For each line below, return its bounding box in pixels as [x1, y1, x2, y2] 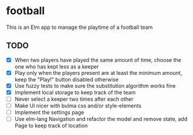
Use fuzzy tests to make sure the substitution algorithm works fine [14, 82, 176, 89]
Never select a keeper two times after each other [14, 96, 134, 103]
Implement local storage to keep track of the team [14, 88, 136, 96]
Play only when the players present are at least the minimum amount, [14, 69, 182, 76]
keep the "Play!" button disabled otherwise [14, 75, 119, 83]
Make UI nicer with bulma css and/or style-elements [14, 102, 142, 110]
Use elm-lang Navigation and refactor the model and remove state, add [14, 116, 188, 123]
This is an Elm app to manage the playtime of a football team [6, 24, 153, 31]
